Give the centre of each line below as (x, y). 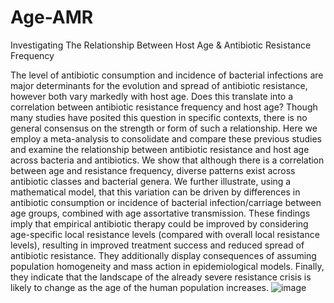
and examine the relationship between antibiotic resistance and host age (160, 149)
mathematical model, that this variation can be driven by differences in (155, 192)
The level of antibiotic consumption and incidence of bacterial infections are (167, 75)
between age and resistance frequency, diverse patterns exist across (153, 170)
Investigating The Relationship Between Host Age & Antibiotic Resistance (161, 45)
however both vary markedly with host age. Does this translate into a (152, 96)
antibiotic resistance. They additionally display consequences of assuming (163, 255)
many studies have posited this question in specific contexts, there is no (159, 117)
